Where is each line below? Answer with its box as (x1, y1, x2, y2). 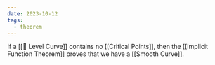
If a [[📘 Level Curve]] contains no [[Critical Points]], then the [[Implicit (7, 43, 209, 51)
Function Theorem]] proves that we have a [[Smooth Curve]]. (7, 50, 185, 58)
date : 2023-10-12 (7, 10, 58, 17)
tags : (7, 17, 23, 24)
